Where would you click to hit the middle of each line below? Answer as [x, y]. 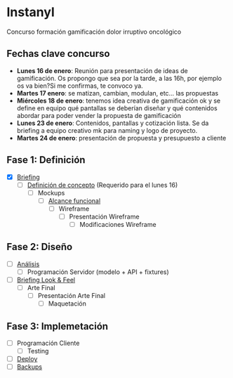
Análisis [28, 263]
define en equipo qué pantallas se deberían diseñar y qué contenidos [117, 108]
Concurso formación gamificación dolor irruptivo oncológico [94, 32]
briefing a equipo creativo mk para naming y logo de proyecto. [107, 130]
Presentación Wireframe [104, 216]
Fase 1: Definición [46, 160]
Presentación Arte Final [72, 296]
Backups [29, 367]
